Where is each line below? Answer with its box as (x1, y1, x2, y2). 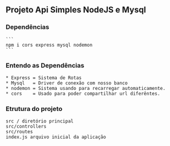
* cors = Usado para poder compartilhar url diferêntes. (5, 90, 161, 97)
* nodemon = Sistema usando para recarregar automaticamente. (5, 85, 166, 91)
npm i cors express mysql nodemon (5, 42, 93, 48)
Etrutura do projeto (5, 104, 63, 113)
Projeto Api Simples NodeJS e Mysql (5, 5, 146, 15)
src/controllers (5, 124, 47, 130)
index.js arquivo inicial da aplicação (5, 134, 106, 141)
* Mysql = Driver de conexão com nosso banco (5, 80, 128, 86)
